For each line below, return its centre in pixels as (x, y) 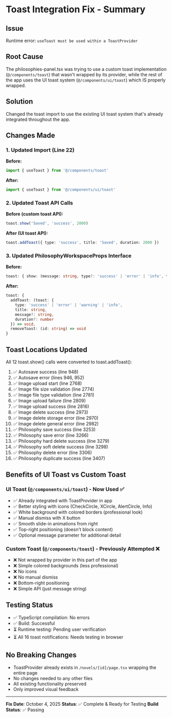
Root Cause (25, 57)
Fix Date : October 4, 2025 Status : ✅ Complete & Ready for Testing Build (82, 704)
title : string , (31, 310)
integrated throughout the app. (38, 119)
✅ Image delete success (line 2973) (51, 412)
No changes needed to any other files (53, 678)
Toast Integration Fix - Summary (76, 9)
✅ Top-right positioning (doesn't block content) (63, 529)
